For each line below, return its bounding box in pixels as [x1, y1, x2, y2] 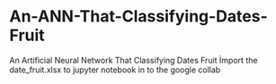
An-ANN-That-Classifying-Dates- [9, 6, 268, 27]
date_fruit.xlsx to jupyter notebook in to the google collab [9, 64, 221, 75]
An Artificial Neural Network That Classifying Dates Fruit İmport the [9, 55, 258, 65]
